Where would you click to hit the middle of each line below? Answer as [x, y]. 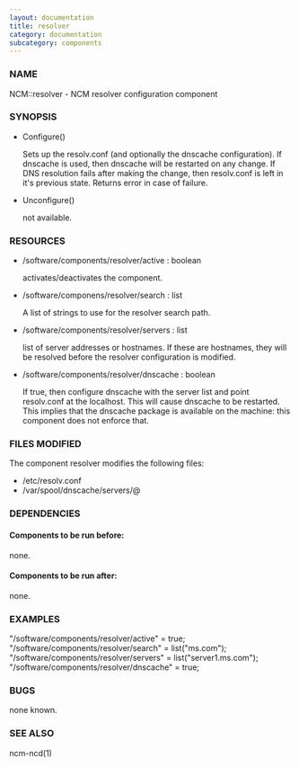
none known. [33, 710]
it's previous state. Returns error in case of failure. [115, 183]
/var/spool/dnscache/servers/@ [81, 490]
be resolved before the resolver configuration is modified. [129, 357]
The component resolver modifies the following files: [107, 463]
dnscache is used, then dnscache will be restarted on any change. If [149, 164]
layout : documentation [52, 18]
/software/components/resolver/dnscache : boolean [119, 375]
